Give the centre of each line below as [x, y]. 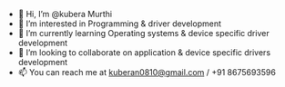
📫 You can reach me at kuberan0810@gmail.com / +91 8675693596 [147, 72]
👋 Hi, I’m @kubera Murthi [65, 14]
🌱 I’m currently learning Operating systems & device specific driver [144, 33]
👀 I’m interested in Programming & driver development [119, 24]
